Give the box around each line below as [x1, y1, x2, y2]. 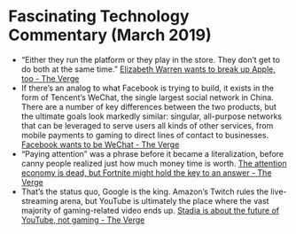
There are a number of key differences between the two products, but [20, 101, 277, 112]
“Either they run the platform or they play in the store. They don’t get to [20, 54, 281, 65]
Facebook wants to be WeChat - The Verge [20, 139, 180, 150]
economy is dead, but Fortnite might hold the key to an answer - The [20, 167, 272, 178]
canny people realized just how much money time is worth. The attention [20, 158, 287, 168]
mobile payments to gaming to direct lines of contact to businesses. [20, 129, 269, 140]
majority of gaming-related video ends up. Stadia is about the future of [20, 205, 280, 215]
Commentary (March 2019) [8, 25, 212, 45]
